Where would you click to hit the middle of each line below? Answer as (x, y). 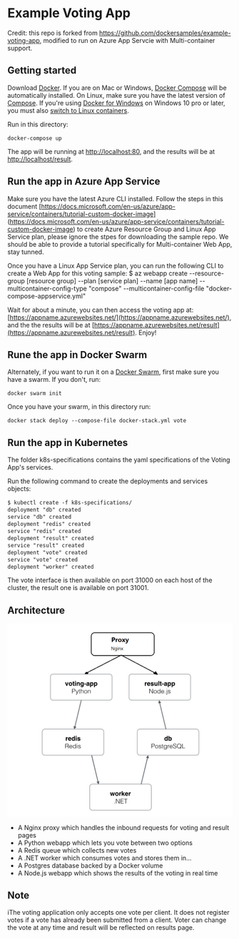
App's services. (30, 467)
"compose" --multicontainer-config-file (146, 288)
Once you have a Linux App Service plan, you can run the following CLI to (116, 265)
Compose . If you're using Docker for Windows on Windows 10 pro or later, (117, 103)
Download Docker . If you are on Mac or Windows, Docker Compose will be (117, 88)
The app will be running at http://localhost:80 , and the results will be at (111, 151)
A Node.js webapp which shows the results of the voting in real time (118, 873)
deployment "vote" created (47, 553)
